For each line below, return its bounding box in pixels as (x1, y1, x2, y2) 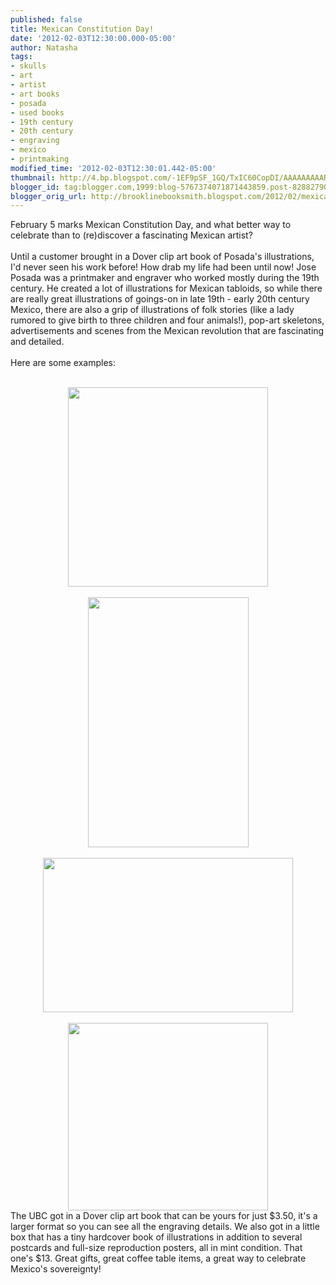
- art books (10, 89, 60, 99)
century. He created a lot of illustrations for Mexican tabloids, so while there (10, 282, 323, 295)
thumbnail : (10, 172, 56, 183)
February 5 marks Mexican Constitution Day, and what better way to (10, 219, 292, 231)
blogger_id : (10, 182, 60, 192)
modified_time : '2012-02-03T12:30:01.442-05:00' (10, 163, 217, 173)
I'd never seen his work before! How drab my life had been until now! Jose (10, 261, 317, 273)
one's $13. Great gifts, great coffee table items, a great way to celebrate (10, 1252, 307, 1265)
